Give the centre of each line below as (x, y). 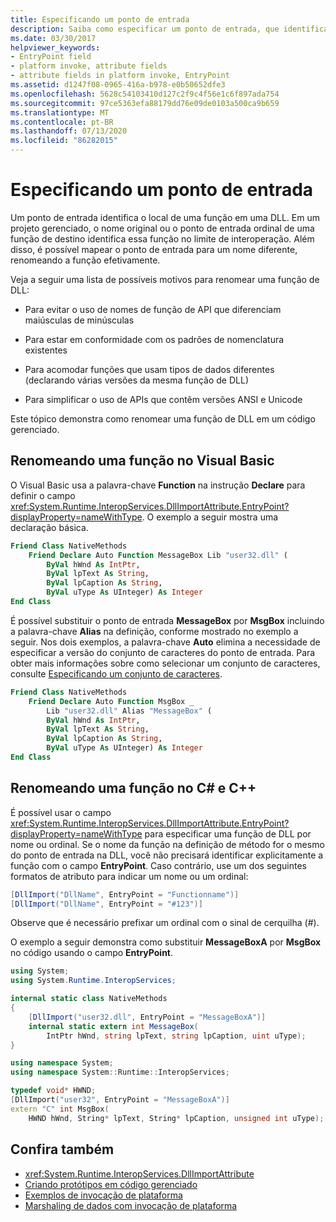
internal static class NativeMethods (89, 999)
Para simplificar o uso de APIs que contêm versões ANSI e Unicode (163, 399)
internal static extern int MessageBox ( (113, 1026)
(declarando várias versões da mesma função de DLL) (137, 380)
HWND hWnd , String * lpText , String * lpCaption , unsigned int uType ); (176, 1118)
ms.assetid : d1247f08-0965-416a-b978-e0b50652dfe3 (118, 85)
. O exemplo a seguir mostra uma (210, 517)
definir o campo (43, 495)
